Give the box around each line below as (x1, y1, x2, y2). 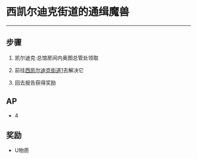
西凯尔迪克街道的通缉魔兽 (6, 5, 130, 19)
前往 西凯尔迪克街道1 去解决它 (14, 67, 84, 74)
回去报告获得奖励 (14, 79, 56, 86)
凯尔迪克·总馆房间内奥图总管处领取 (14, 54, 98, 61)
